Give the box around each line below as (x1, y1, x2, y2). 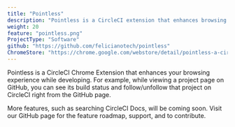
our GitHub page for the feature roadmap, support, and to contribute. (7, 111, 206, 119)
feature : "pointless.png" (7, 29, 83, 37)
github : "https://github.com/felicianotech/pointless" (7, 43, 171, 50)
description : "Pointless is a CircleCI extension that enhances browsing (7, 17, 227, 24)
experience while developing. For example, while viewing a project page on (7, 75, 225, 84)
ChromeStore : (7, 50, 45, 57)
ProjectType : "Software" (7, 36, 80, 43)
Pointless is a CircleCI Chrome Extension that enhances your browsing (7, 68, 211, 77)
